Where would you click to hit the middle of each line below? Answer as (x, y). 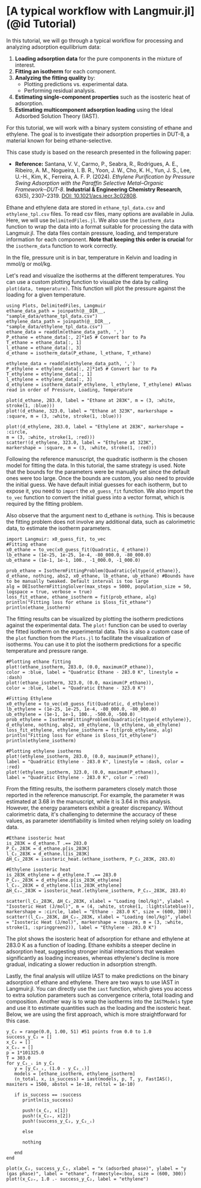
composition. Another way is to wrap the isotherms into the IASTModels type (100, 1001)
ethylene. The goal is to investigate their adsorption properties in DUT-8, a (98, 134)
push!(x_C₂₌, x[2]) (46, 1116)
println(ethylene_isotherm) (41, 740)
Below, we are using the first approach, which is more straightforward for (97, 1014)
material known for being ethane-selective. (59, 140)
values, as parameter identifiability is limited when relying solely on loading (99, 820)
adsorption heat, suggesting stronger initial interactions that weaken (91, 951)
